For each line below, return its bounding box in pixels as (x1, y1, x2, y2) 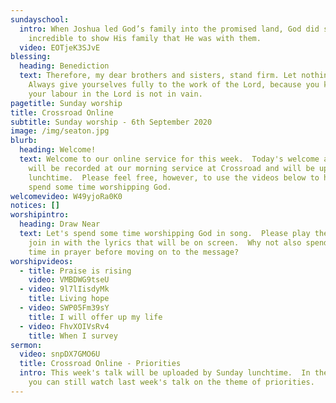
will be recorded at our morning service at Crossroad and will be (28, 163, 315, 173)
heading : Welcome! (19, 145, 97, 155)
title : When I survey (28, 331, 118, 341)
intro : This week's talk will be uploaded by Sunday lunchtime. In (19, 368, 311, 378)
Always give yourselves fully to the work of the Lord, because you (28, 80, 320, 90)
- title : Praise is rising (19, 266, 132, 276)
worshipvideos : (10, 256, 74, 266)
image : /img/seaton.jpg (10, 126, 110, 136)
